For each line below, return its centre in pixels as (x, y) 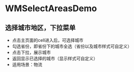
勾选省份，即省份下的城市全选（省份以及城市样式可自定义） (72, 46)
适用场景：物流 (27, 64)
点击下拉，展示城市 (31, 52)
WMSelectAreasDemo (51, 9)
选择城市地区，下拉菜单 (40, 27)
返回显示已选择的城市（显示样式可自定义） (55, 58)
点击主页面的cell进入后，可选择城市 (48, 40)
